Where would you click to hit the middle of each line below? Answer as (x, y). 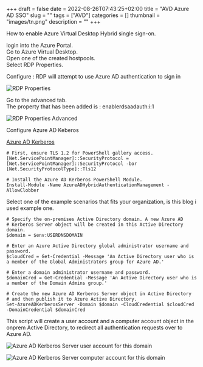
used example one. (30, 208)
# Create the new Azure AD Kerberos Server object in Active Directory (99, 294)
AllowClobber (23, 190)
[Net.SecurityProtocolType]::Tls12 (51, 169)
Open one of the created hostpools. (51, 58)
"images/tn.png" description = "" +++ (54, 22)
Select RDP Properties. (35, 65)
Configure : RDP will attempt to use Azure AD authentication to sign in (94, 76)
